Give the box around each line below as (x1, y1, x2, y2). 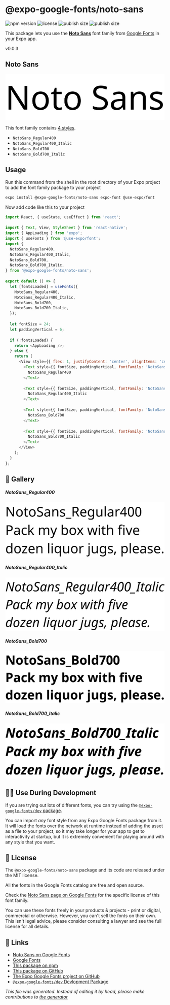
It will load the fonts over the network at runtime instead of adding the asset (5, 823, 163, 829)
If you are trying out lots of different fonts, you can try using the (5, 802, 138, 808)
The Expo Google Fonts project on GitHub (12, 974, 100, 980)
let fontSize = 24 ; (10, 321, 51, 327)
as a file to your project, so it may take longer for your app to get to (5, 828, 145, 834)
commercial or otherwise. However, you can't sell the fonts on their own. (5, 913, 156, 919)
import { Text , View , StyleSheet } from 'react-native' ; (5, 225, 128, 231)
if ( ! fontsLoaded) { (10, 338, 53, 343)
